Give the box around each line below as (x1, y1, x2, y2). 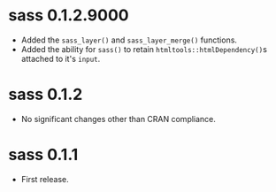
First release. (20, 173, 69, 184)
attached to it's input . (20, 53, 101, 64)
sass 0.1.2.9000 (8, 5, 129, 26)
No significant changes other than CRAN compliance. (20, 113, 216, 124)
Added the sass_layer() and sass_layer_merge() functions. (20, 35, 238, 45)
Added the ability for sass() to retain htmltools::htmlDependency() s (20, 43, 267, 54)
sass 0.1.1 (8, 145, 79, 165)
